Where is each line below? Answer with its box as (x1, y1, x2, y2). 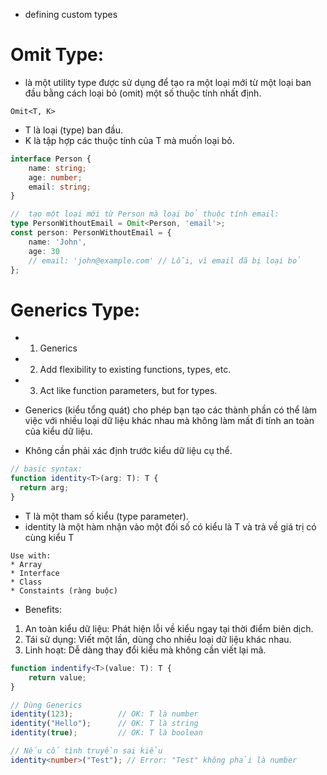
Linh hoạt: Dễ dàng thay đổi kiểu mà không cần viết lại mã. (24, 644, 267, 656)
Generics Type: (10, 299, 141, 321)
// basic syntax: (10, 464, 83, 474)
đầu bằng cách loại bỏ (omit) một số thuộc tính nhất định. (24, 87, 262, 99)
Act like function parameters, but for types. (39, 385, 218, 397)
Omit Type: (10, 44, 105, 66)
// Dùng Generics (10, 700, 83, 710)
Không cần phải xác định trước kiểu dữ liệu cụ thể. (24, 445, 233, 457)
